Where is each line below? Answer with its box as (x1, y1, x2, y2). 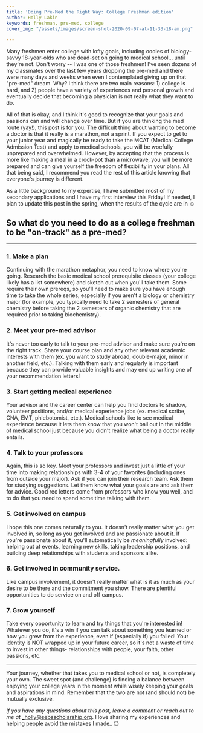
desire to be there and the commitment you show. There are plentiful (6, 584, 177, 592)
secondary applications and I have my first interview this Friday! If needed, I (6, 193, 195, 201)
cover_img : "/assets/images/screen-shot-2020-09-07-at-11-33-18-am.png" (6, 25, 193, 32)
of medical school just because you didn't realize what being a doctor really (6, 427, 195, 434)
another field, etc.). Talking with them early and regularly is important (6, 359, 178, 367)
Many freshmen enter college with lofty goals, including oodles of (6, 48, 170, 55)
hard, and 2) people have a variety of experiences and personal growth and (6, 86, 195, 94)
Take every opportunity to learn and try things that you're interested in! (6, 620, 183, 628)
